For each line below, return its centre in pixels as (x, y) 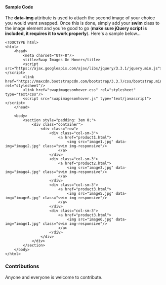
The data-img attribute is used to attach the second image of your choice (80, 18)
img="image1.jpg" (23, 224)
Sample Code (19, 7)
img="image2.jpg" (23, 146)
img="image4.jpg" (23, 172)
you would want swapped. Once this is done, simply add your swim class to (82, 23)
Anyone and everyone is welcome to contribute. (54, 277)
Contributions (22, 266)
